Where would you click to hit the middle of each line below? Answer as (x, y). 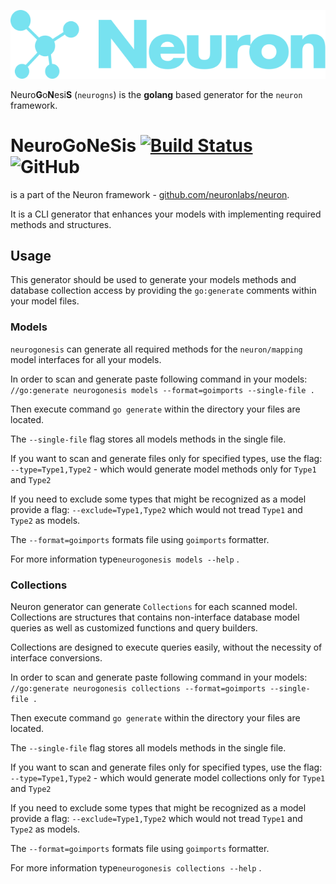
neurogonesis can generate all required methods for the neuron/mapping (156, 349)
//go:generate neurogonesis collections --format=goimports (138, 688)
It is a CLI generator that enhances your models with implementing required (166, 214)
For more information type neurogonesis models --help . (125, 559)
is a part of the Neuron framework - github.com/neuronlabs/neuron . (150, 194)
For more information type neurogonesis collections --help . (136, 867)
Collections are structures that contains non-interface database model (155, 617)
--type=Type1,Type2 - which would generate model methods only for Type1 (163, 469)
